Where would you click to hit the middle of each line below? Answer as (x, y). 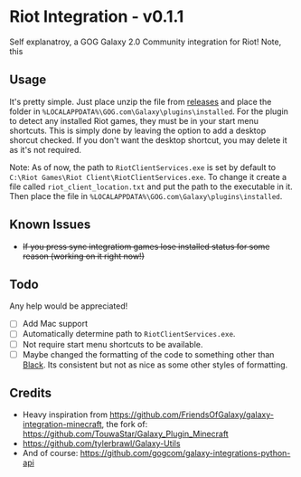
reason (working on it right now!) (83, 256)
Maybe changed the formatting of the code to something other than (148, 354)
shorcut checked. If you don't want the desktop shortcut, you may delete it (148, 140)
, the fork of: (125, 425)
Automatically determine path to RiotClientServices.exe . (129, 334)
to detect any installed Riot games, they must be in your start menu (134, 120)
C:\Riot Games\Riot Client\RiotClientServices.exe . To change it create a (148, 176)
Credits (31, 393)
